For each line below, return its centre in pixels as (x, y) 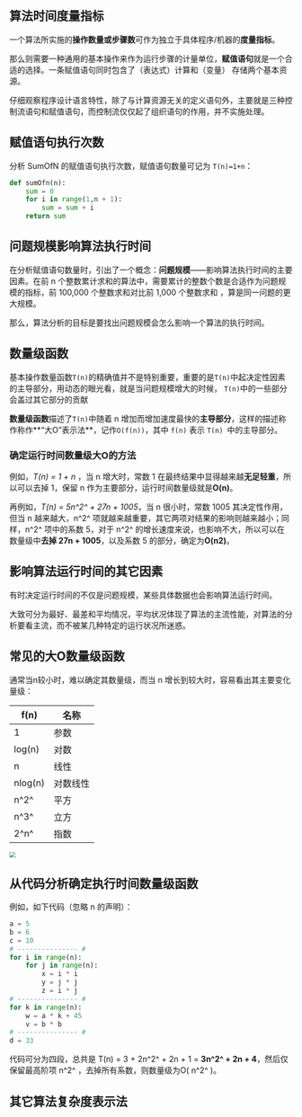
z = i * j (60, 991)
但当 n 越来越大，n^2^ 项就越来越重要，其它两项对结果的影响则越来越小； (146, 518)
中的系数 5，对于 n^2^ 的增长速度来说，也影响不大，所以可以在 (169, 529)
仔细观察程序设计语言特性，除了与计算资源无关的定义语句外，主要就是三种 (147, 100)
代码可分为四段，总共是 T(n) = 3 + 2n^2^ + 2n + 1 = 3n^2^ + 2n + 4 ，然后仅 (149, 1059)
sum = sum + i (68, 208)
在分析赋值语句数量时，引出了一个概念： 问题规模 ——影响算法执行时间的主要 (151, 270)
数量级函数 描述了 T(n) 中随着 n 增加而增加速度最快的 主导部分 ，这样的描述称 (148, 418)
